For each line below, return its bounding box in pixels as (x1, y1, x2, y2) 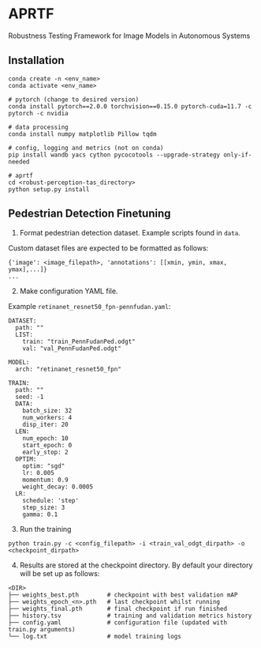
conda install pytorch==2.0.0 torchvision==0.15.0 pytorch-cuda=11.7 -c (8, 102, 252, 111)
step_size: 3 (22, 503, 65, 511)
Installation (8, 54, 65, 67)
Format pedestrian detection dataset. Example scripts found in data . (19, 228, 240, 237)
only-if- (223, 151, 252, 159)
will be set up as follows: (19, 568, 100, 578)
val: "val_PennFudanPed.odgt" (22, 345, 122, 352)
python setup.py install (8, 185, 90, 194)
